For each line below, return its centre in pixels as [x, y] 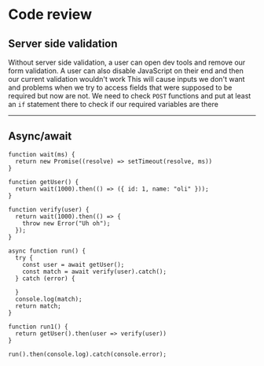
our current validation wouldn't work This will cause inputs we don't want [126, 79]
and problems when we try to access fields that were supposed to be [120, 87]
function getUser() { [44, 182]
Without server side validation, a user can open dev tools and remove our [127, 62]
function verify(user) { [49, 209]
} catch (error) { [46, 278]
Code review [50, 15]
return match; [38, 306]
